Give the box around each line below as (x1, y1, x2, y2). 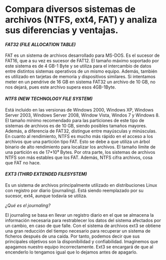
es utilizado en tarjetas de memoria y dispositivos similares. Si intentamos (5, 74, 156, 80)
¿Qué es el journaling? (5, 202, 51, 208)
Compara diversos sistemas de (5, 3, 136, 15)
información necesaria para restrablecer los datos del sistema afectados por (5, 217, 161, 223)
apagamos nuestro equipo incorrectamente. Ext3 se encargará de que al (5, 244, 154, 250)
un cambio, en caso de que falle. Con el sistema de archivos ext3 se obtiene (5, 223, 161, 229)
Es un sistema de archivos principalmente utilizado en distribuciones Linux (5, 182, 158, 188)
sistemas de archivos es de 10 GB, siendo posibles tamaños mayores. (5, 123, 147, 129)
